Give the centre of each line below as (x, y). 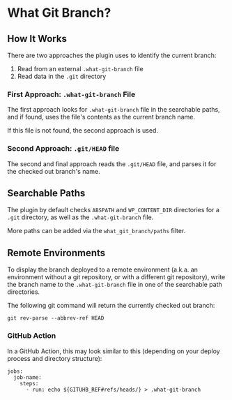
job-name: (28, 377)
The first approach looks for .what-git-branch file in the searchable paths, (114, 110)
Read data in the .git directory (62, 76)
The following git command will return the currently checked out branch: (111, 306)
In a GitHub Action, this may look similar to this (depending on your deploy (114, 351)
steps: (29, 383)
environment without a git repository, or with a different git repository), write (116, 277)
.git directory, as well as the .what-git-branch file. (80, 217)
